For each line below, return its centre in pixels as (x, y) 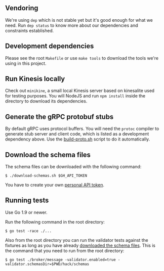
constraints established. (30, 30)
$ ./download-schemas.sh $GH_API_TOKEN (46, 176)
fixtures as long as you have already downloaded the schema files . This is (80, 245)
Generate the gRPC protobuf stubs (59, 116)
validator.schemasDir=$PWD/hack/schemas (47, 264)
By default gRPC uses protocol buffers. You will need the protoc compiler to (82, 129)
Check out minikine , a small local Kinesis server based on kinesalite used (80, 90)
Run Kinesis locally (35, 79)
